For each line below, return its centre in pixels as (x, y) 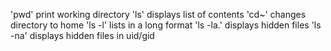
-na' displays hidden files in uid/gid (82, 35)
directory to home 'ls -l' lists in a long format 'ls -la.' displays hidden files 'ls (166, 25)
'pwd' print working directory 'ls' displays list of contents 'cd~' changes (158, 14)
